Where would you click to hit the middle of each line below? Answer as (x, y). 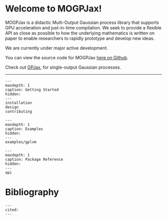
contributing (19, 111)
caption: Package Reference (34, 159)
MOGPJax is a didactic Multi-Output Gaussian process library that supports (82, 22)
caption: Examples (24, 129)
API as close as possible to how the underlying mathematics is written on (80, 33)
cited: (12, 210)
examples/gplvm (21, 142)
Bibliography (32, 192)
